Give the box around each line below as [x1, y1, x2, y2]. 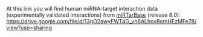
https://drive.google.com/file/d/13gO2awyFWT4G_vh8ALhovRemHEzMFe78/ [6, 18, 197, 24]
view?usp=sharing [6, 24, 53, 31]
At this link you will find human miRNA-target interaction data [6, 5, 158, 12]
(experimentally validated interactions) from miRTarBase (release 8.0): [6, 11, 181, 18]
